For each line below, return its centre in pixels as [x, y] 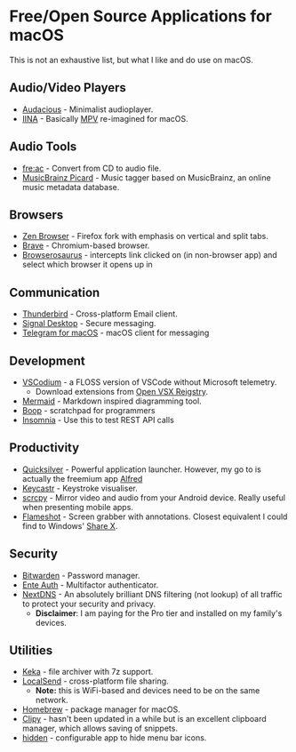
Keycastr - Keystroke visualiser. [80, 488]
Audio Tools [43, 147]
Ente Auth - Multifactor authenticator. [90, 585]
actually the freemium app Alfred [82, 478]
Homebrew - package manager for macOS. [101, 709]
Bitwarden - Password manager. [81, 575]
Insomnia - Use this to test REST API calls [98, 420]
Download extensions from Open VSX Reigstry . [122, 392]
